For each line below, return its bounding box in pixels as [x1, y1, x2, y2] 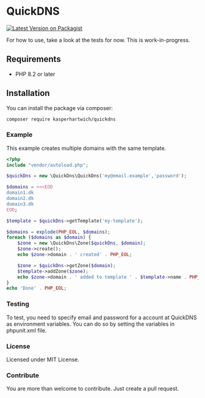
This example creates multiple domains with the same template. [6, 144, 167, 152]
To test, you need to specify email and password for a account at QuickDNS [6, 314, 197, 321]
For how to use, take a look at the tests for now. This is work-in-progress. [6, 36, 190, 43]
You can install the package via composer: [6, 104, 113, 111]
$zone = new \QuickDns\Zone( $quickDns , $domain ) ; [17, 240, 146, 246]
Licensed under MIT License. [6, 356, 79, 363]
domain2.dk [6, 196, 34, 202]
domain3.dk [6, 201, 34, 207]
